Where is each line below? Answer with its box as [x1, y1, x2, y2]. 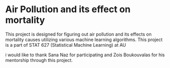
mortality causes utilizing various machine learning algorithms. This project [5, 37, 163, 43]
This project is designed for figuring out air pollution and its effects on [5, 31, 152, 37]
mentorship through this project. [5, 57, 73, 63]
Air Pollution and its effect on [5, 4, 131, 15]
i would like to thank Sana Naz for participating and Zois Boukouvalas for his [5, 52, 165, 58]
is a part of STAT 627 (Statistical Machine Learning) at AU [5, 42, 126, 48]
